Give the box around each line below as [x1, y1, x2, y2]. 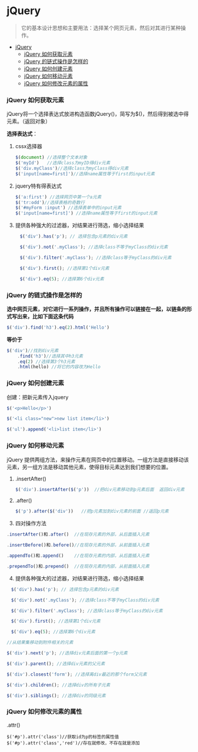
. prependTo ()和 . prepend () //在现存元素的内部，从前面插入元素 [6, 563, 150, 569]
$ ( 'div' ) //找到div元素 [6, 347, 59, 353]
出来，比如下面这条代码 [16, 313, 74, 320]
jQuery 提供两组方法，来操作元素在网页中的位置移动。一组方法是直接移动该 [6, 456, 189, 463]
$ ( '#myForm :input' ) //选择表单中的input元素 [15, 205, 122, 211]
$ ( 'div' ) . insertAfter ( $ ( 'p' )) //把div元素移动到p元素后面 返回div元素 [15, 486, 184, 492]
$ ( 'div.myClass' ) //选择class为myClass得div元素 [15, 165, 129, 171]
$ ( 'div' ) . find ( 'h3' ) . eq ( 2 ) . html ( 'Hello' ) [6, 325, 110, 330]
